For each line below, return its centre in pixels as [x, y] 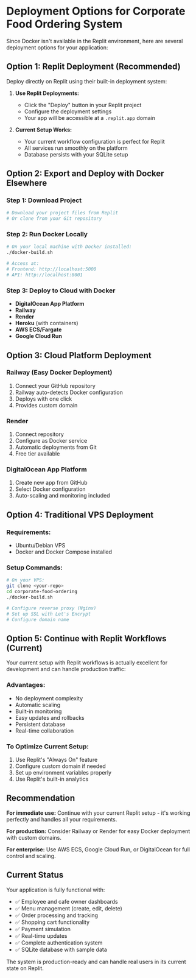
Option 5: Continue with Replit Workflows [86, 639]
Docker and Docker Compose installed [64, 552]
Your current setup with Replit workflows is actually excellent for [87, 663]
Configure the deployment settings [68, 111]
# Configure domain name [38, 619]
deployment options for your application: [57, 47]
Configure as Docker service [51, 441]
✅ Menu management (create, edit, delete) [69, 908]
